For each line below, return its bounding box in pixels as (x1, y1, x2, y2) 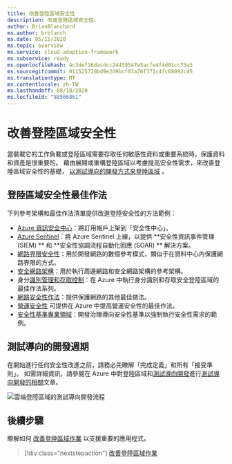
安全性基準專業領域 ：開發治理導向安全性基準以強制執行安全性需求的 (17, 310, 211, 318)
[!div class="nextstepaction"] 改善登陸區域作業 (23, 449, 157, 457)
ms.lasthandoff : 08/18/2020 (7, 87, 88, 94)
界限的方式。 (23, 258, 60, 266)
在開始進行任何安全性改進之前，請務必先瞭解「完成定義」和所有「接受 (7, 360, 207, 369)
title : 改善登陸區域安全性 (7, 10, 76, 17)
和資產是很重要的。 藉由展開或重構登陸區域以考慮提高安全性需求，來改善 (7, 158, 215, 167)
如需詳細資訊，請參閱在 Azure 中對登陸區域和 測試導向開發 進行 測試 (23, 369, 214, 378)
